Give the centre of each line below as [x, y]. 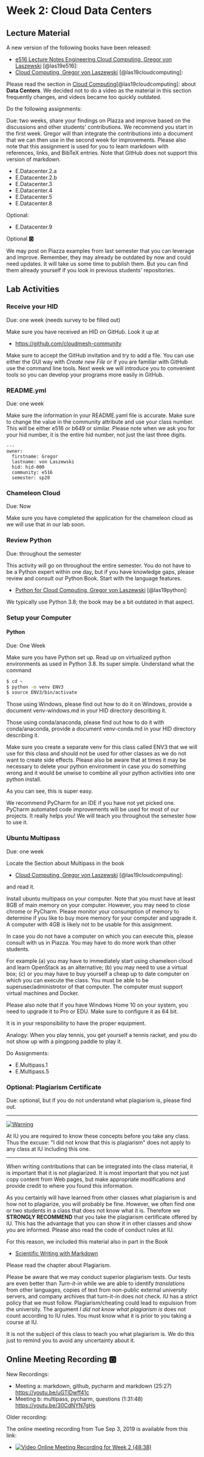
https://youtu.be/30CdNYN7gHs [55, 1405]
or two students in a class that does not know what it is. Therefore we [93, 1210]
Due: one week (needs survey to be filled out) [63, 320]
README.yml [26, 390]
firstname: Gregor [35, 456]
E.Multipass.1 [31, 1065]
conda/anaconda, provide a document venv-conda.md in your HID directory [101, 729]
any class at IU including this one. [48, 1149]
